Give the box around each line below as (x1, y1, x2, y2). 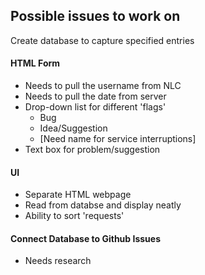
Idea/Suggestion (39, 122, 108, 134)
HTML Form (10, 57, 61, 69)
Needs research (24, 255, 92, 267)
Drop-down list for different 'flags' (24, 101, 167, 113)
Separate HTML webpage (24, 189, 132, 201)
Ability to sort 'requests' (24, 210, 125, 222)
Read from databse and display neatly (24, 199, 182, 211)
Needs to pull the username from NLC (24, 80, 182, 92)
